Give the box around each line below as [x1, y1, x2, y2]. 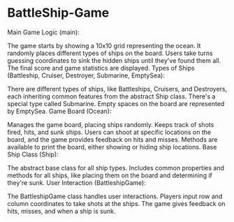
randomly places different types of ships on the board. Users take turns [7, 49, 213, 57]
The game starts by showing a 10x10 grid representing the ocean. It [7, 41, 201, 50]
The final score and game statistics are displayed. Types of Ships [7, 64, 195, 72]
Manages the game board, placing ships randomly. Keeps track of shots [7, 120, 214, 128]
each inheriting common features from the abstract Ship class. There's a [7, 92, 216, 101]
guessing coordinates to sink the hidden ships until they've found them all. [7, 56, 221, 64]
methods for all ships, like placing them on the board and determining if [7, 171, 213, 179]
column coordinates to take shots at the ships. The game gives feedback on [7, 199, 226, 207]
